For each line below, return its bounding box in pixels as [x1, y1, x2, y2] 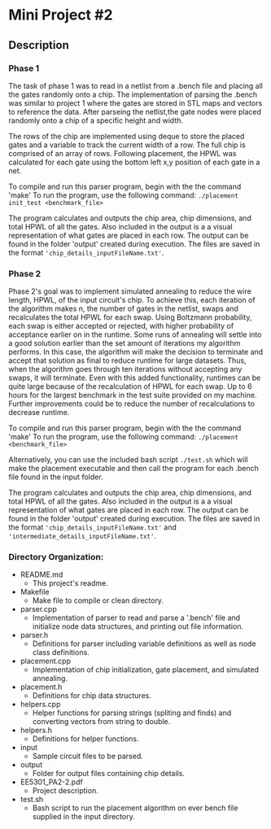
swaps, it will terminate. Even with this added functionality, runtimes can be [8, 373, 261, 383]
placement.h [20, 682, 63, 692]
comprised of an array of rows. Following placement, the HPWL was [8, 148, 237, 158]
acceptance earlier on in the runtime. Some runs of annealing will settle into [8, 329, 262, 339]
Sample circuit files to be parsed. [32, 751, 144, 761]
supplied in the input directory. [32, 812, 136, 822]
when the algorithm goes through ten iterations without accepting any [8, 364, 243, 374]
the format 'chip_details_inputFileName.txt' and [8, 522, 177, 532]
